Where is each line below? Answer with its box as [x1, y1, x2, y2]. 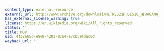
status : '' [5, 25, 27, 30]
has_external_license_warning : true [5, 16, 80, 21]
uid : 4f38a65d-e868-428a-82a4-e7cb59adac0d [5, 34, 95, 39]
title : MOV [5, 30, 27, 34]
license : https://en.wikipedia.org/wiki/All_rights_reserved [5, 20, 132, 26]
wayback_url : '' [5, 39, 38, 44]
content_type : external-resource [5, 7, 73, 12]
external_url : [5, 12, 34, 17]
